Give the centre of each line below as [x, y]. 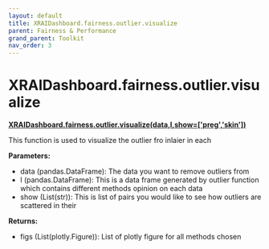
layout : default [35, 16]
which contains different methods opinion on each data [111, 189]
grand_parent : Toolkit [46, 38]
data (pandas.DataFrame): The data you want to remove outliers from [134, 171]
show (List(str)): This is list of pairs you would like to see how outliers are [141, 197]
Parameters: [29, 156]
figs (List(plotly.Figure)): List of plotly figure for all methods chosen [130, 237]
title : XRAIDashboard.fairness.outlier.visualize [93, 23]
